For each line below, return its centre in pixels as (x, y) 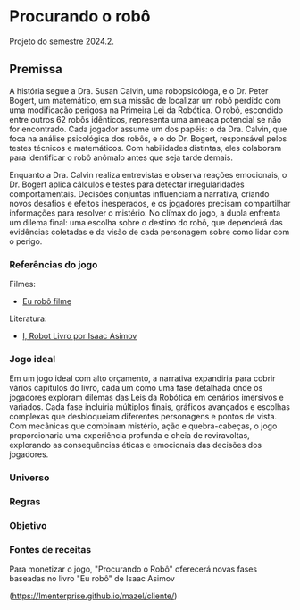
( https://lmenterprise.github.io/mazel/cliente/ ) (93, 596)
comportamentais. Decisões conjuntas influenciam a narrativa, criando (139, 193)
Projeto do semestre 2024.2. (62, 41)
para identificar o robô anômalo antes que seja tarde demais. (121, 157)
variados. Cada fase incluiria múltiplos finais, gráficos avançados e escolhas (150, 407)
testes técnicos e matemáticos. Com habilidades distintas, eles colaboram (146, 148)
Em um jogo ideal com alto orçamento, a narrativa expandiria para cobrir (142, 378)
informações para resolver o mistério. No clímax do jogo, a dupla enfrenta (145, 213)
